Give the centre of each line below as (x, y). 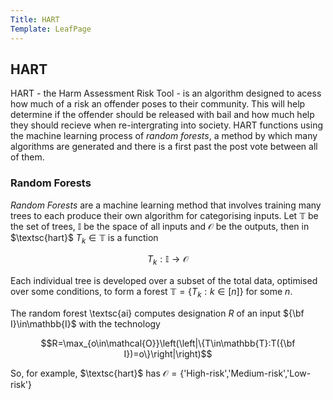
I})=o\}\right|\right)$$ (168, 354)
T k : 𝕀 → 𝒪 (168, 260)
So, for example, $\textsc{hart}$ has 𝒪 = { (97, 373)
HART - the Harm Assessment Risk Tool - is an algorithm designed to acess (166, 93)
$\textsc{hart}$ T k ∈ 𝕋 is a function (84, 238)
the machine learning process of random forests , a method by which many (164, 136)
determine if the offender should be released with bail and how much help (162, 115)
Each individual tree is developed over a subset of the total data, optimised (164, 281)
